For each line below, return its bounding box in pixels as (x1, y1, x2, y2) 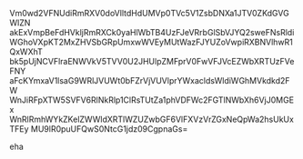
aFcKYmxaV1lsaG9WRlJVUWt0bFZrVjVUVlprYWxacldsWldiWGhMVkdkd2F (9, 75, 290, 85)
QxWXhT (9, 46, 44, 57)
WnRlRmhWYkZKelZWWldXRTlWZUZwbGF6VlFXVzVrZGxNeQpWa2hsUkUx (9, 114, 294, 124)
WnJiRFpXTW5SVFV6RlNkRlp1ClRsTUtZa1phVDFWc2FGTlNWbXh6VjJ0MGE (9, 94, 294, 105)
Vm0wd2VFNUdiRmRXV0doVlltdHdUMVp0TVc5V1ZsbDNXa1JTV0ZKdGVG (9, 8, 289, 18)
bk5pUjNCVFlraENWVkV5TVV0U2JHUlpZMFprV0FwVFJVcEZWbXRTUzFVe (9, 56, 295, 66)
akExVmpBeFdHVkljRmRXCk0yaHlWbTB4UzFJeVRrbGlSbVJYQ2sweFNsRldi (9, 27, 295, 37)
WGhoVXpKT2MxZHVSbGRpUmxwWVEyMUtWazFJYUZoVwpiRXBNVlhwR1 (9, 36, 294, 47)
